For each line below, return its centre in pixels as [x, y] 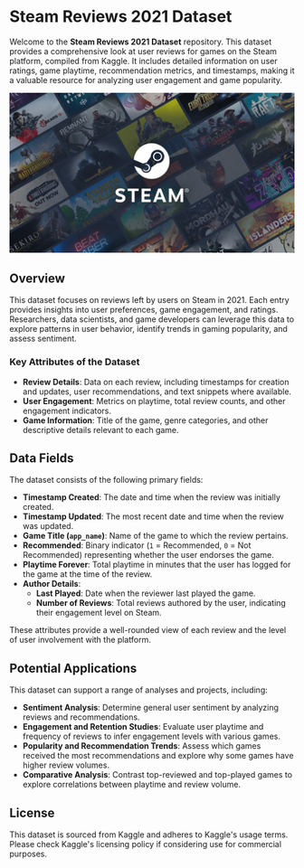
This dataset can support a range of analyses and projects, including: [139, 690]
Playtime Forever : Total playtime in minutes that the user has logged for [157, 565]
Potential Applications [73, 668]
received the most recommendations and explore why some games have [158, 756]
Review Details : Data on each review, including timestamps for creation [156, 382]
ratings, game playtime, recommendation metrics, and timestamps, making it [152, 71]
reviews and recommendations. [81, 717]
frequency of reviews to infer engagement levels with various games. [151, 736]
